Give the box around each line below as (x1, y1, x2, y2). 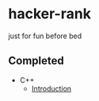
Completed (8, 54, 65, 68)
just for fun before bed (8, 31, 82, 41)
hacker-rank (8, 5, 91, 23)
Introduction (31, 84, 72, 93)
